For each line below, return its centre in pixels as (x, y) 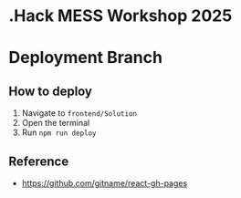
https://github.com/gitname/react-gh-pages (105, 183)
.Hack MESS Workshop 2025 (120, 16)
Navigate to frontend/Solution (79, 113)
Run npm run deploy (59, 132)
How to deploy (51, 91)
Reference (39, 161)
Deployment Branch (86, 58)
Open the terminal (56, 123)
